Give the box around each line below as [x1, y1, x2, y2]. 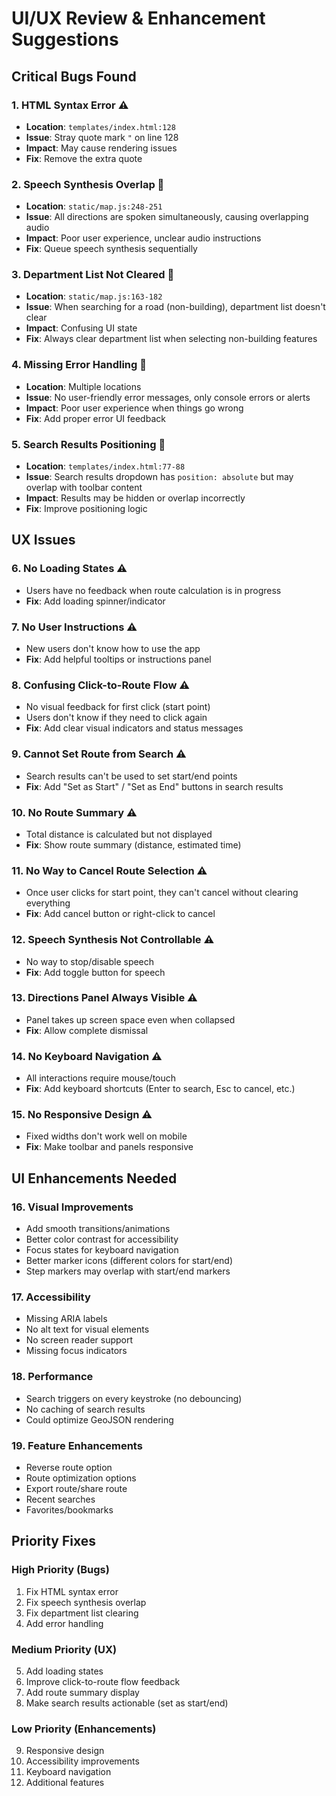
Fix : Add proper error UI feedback [25, 412, 166, 424]
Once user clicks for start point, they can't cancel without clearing [25, 887, 299, 899]
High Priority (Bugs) [11, 1563, 110, 1577]
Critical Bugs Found [11, 68, 137, 85]
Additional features [25, 1777, 105, 1789]
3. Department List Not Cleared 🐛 [11, 268, 175, 282]
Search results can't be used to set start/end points [25, 770, 238, 782]
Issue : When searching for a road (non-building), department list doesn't [25, 301, 326, 313]
